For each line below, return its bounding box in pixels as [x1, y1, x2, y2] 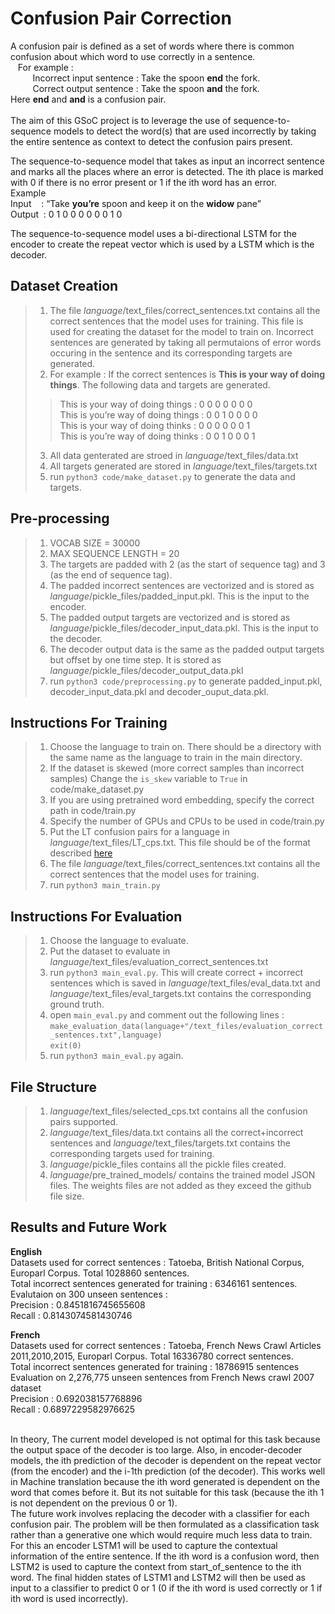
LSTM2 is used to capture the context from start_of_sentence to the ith [10, 1560, 302, 1572]
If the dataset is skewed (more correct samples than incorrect [49, 762, 305, 774]
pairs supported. [49, 1116, 119, 1127]
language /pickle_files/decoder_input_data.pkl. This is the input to [49, 622, 319, 634]
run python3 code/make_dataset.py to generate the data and [49, 470, 296, 482]
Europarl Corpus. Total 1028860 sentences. [10, 1267, 190, 1279]
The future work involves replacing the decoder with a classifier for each [10, 1507, 310, 1519]
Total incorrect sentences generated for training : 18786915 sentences [10, 1360, 300, 1372]
